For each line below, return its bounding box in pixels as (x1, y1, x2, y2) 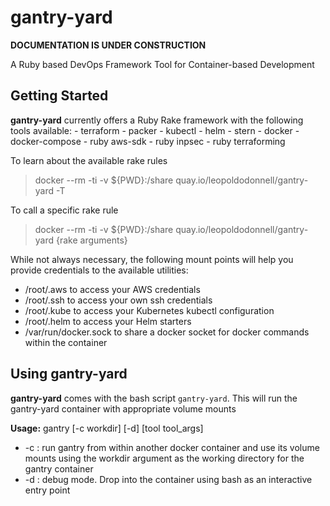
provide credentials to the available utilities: (10, 264, 189, 276)
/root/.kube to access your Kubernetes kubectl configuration (24, 304, 275, 316)
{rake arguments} (56, 234, 128, 246)
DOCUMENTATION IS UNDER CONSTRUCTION (10, 39, 207, 51)
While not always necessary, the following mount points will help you (10, 253, 294, 265)
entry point (24, 484, 71, 496)
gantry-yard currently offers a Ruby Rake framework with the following (10, 114, 304, 126)
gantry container (24, 462, 94, 475)
